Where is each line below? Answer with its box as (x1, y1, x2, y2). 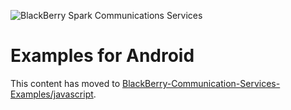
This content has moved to (10, 77, 121, 89)
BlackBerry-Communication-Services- (122, 77, 281, 89)
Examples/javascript (10, 88, 94, 100)
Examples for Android (10, 45, 195, 67)
